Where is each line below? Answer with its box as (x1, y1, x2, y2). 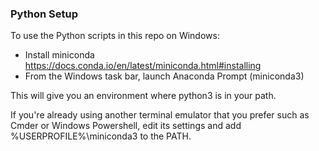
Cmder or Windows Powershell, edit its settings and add (10, 120, 242, 132)
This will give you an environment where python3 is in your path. (10, 90, 277, 102)
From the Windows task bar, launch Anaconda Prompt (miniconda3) (24, 70, 305, 82)
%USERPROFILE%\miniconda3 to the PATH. (10, 130, 192, 142)
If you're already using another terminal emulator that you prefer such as (10, 109, 310, 121)
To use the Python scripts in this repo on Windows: (10, 30, 220, 42)
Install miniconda (24, 49, 95, 61)
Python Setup (10, 7, 78, 21)
